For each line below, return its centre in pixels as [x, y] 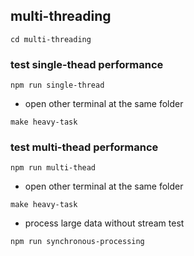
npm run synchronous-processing [77, 242]
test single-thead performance [87, 64]
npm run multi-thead [53, 168]
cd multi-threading [51, 39]
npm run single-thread [57, 85]
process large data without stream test [104, 223]
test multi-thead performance [84, 147]
